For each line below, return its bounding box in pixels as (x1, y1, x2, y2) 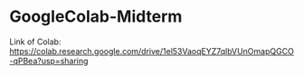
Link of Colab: (9, 36, 62, 47)
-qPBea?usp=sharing (9, 55, 89, 66)
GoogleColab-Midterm (9, 6, 183, 27)
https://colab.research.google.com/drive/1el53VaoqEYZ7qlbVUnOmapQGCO (9, 45, 294, 56)
